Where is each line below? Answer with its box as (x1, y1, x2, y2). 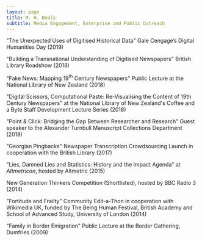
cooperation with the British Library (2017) (6, 149, 112, 156)
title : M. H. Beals (6, 15, 56, 21)
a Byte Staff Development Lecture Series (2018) (6, 106, 126, 113)
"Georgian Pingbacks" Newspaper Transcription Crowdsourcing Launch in (6, 143, 193, 150)
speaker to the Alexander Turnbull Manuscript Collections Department (6, 124, 182, 132)
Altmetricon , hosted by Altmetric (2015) (6, 167, 106, 174)
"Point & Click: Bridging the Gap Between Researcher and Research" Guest (6, 118, 195, 125)
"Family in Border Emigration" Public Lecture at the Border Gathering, (6, 222, 181, 229)
